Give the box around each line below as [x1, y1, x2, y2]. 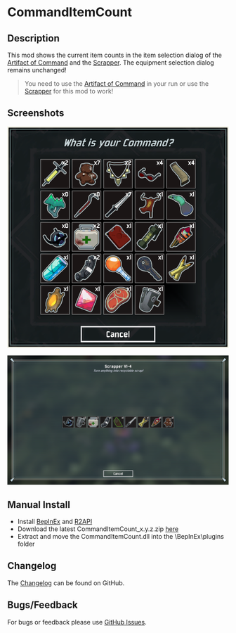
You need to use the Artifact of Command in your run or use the [24, 79, 209, 88]
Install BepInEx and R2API [17, 517, 93, 525]
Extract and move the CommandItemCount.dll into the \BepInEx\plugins [17, 532, 225, 540]
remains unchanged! [7, 66, 67, 74]
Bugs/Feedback [7, 599, 79, 611]
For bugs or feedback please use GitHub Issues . [7, 618, 147, 626]
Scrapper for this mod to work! [24, 87, 114, 95]
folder [17, 539, 35, 548]
